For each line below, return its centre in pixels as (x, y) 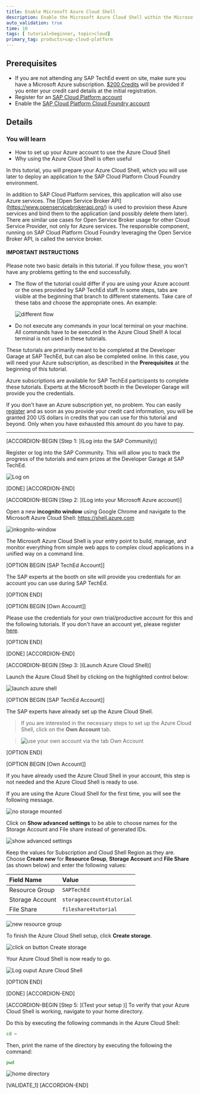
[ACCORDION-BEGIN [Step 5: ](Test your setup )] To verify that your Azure (98, 1005)
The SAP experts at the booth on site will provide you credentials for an (93, 577)
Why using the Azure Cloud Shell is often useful (73, 158)
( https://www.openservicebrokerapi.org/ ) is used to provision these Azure (97, 207)
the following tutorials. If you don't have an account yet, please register (93, 624)
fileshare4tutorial (90, 909)
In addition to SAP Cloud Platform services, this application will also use (94, 194)
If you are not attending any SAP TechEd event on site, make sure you (100, 78)
